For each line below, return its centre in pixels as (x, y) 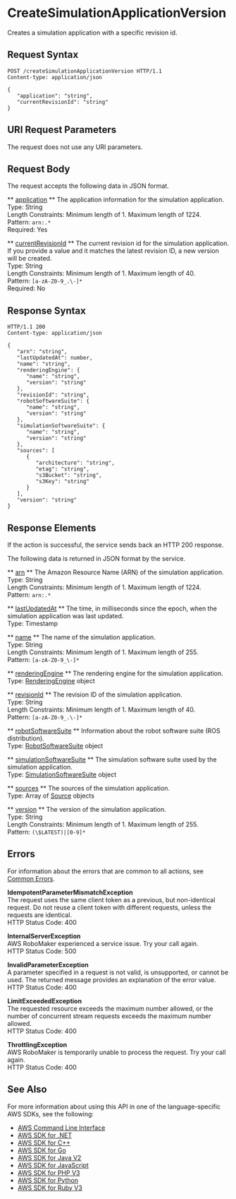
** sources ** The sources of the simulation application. (89, 788)
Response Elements (52, 528)
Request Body (39, 169)
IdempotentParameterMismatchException (70, 892)
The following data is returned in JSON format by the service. (96, 559)
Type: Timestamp (33, 624)
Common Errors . (31, 878)
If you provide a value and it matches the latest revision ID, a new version (113, 251)
